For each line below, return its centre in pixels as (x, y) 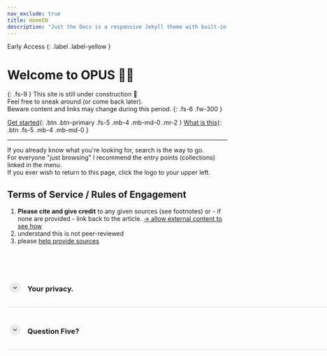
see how (30, 226)
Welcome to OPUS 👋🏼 (71, 75)
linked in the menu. (35, 165)
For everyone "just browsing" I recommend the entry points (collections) (111, 157)
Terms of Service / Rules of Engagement (97, 194)
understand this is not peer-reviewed (71, 234)
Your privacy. (51, 289)
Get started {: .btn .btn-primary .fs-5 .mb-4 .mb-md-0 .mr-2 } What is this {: (115, 122)
